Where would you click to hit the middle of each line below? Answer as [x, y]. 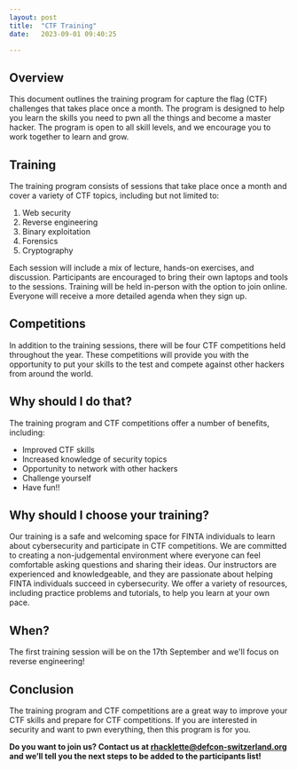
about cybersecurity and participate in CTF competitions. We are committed [148, 546]
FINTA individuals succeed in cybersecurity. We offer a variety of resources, [148, 583]
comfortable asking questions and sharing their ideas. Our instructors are [143, 565]
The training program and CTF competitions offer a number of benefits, [140, 423]
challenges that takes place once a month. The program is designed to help [147, 108]
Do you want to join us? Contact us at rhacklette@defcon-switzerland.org [148, 747]
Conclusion [42, 689]
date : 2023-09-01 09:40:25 [63, 34]
